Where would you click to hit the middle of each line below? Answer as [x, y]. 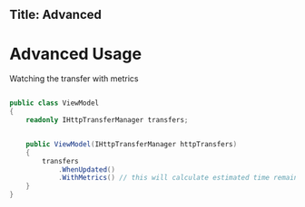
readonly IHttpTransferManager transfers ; [107, 120]
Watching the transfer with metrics [74, 79]
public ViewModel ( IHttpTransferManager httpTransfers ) [132, 144]
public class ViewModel [54, 103]
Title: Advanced [56, 15]
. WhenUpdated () [87, 169]
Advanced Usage [76, 54]
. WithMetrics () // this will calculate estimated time [164, 178]
